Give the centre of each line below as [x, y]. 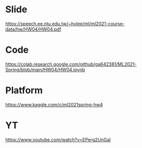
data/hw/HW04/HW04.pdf [33, 29]
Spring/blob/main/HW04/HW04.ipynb [45, 69]
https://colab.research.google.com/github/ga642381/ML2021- [71, 64]
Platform [24, 90]
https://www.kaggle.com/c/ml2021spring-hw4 [54, 104]
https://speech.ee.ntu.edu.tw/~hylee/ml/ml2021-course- [65, 24]
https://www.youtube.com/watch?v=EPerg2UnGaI [58, 139]
